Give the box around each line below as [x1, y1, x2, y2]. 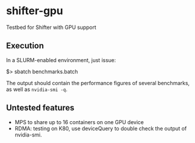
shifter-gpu [6, 4, 63, 18]
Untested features [6, 103, 75, 113]
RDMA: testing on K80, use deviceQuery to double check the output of [14, 125, 187, 132]
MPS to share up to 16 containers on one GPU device [14, 118, 144, 125]
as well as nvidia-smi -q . [6, 86, 68, 93]
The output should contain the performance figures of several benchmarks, [6, 79, 190, 86]
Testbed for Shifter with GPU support [6, 24, 96, 31]
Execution [6, 41, 44, 51]
